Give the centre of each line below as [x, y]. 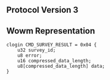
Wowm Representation [51, 31]
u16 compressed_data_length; [54, 61]
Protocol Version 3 [42, 10]
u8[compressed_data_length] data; [61, 67]
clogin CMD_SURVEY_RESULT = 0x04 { [52, 45]
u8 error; [30, 56]
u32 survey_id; [37, 50]
